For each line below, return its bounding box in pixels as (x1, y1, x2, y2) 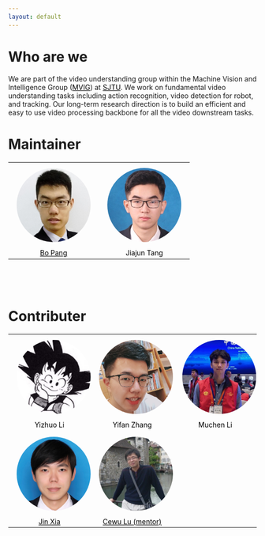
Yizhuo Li (34, 420, 65, 430)
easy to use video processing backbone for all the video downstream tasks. (8, 108, 254, 117)
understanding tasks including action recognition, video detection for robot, (8, 91, 254, 100)
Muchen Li (198, 420, 233, 430)
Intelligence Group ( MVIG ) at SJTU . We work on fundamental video (8, 82, 226, 92)
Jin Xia (38, 516, 61, 526)
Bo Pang (39, 248, 68, 258)
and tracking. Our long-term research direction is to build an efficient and (8, 99, 246, 108)
